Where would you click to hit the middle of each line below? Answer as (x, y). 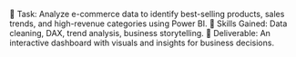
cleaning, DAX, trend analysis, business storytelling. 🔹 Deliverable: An (140, 33)
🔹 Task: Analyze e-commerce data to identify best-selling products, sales (147, 14)
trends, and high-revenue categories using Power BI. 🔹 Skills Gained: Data (148, 24)
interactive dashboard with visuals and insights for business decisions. (142, 43)
